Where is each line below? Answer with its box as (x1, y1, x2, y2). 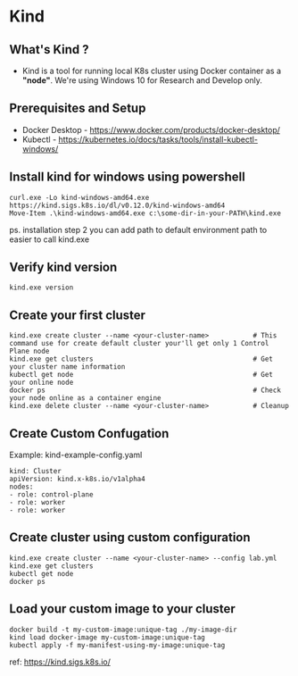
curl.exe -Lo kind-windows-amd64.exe (9, 193, 150, 202)
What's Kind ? (9, 42, 89, 57)
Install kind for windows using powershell (9, 170, 245, 185)
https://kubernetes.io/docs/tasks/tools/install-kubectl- (58, 134, 259, 145)
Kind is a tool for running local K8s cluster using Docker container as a (21, 65, 282, 76)
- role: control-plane (9, 490, 94, 499)
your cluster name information (9, 363, 126, 371)
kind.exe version (9, 283, 74, 292)
